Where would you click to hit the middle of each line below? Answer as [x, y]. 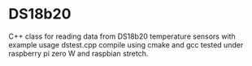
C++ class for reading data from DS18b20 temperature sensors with [122, 36]
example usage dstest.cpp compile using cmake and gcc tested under [126, 44]
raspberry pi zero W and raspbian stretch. [78, 53]
